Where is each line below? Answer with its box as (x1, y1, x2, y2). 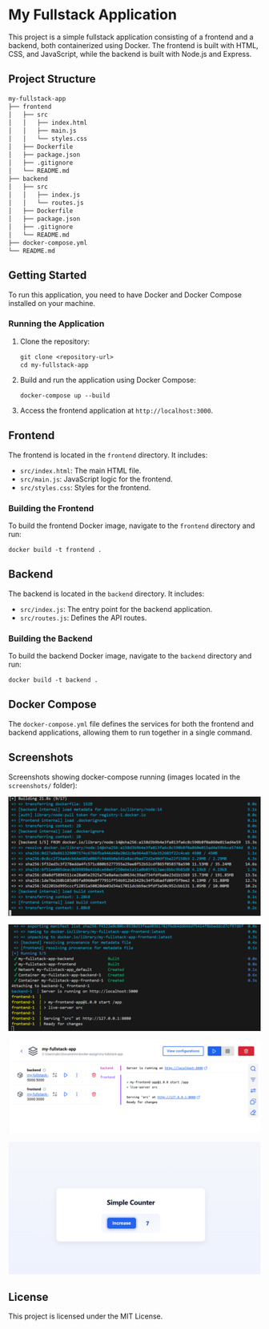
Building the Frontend (8, 502, 94, 513)
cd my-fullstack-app (19, 360, 89, 369)
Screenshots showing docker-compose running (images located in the (8, 771, 241, 782)
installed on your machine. (8, 298, 96, 308)
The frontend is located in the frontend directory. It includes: (8, 450, 208, 460)
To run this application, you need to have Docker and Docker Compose (8, 290, 243, 300)
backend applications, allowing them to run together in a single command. (8, 727, 252, 737)
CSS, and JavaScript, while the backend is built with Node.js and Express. (8, 49, 252, 58)
